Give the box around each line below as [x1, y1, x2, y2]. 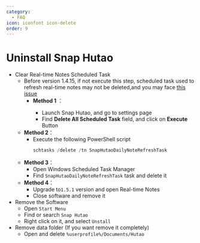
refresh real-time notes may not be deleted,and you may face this [23, 84, 186, 91]
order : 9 [6, 25, 28, 32]
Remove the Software [14, 199, 69, 206]
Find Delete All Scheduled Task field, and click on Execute [41, 116, 188, 123]
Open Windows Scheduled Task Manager [32, 166, 135, 173]
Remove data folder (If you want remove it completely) [14, 224, 150, 231]
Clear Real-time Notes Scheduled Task [14, 71, 111, 78]
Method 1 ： [32, 97, 63, 105]
